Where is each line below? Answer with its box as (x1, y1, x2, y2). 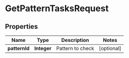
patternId (7, 45, 30, 52)
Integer (34, 45, 52, 52)
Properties (5, 22, 38, 31)
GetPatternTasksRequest (5, 3, 109, 14)
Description (61, 37, 89, 43)
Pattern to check (56, 45, 94, 52)
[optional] (99, 45, 122, 52)
